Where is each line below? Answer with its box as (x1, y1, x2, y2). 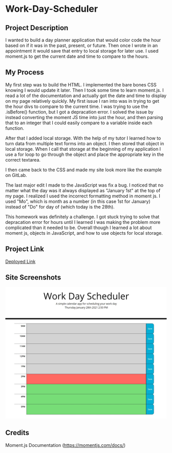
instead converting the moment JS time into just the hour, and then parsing (5, 114, 163, 120)
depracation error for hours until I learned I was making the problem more (5, 219, 161, 225)
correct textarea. (5, 156, 41, 163)
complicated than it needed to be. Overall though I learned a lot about (5, 224, 152, 231)
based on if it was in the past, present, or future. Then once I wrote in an (5, 42, 158, 49)
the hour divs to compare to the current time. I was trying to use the (5, 103, 148, 109)
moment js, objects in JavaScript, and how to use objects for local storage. (5, 230, 163, 236)
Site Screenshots (5, 273, 61, 282)
